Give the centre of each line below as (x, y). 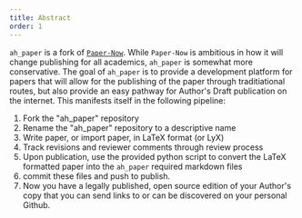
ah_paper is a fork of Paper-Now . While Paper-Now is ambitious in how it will (146, 52)
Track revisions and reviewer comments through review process (143, 147)
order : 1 (26, 26)
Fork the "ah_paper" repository (81, 118)
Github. (36, 204)
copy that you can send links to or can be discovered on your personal (155, 195)
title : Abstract (40, 18)
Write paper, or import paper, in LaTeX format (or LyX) (123, 137)
